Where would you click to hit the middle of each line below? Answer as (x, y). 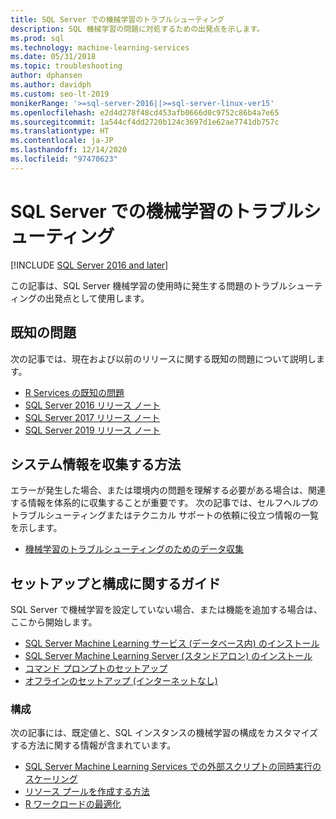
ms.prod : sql (37, 38)
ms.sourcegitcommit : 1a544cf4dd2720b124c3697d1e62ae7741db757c (145, 122)
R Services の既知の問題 (74, 392)
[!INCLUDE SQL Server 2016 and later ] (89, 265)
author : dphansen (46, 76)
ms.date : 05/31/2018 (53, 57)
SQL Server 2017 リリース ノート (92, 417)
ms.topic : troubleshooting (66, 66)
